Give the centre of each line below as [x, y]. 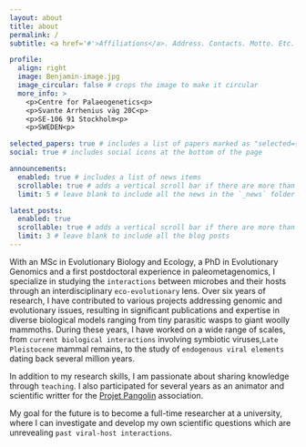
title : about [34, 26]
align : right [42, 68]
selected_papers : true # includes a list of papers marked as [130, 144]
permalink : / [34, 35]
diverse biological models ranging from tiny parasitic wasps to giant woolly [149, 320]
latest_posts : [36, 210]
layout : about [36, 18]
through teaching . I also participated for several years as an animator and [147, 386]
